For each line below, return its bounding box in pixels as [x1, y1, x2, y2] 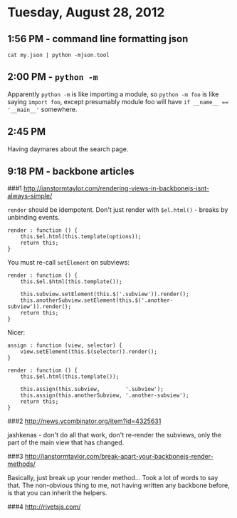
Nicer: [7, 328, 26, 337]
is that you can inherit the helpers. [7, 489, 107, 497]
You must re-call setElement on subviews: [7, 258, 130, 267]
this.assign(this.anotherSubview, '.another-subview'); [20, 392, 190, 400]
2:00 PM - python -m [7, 71, 98, 83]
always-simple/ [7, 192, 53, 200]
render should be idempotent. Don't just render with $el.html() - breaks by [7, 205, 228, 214]
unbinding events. [7, 213, 60, 222]
